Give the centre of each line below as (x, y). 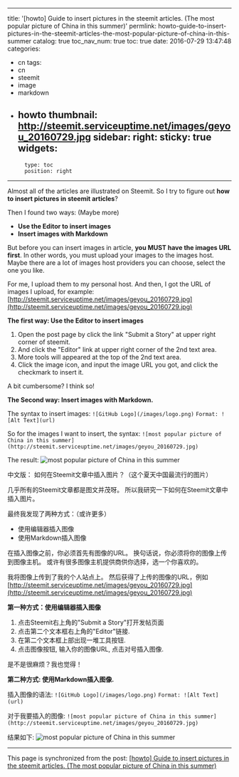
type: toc (39, 165)
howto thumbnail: (58, 115)
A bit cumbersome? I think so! (51, 386)
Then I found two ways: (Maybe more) (63, 212)
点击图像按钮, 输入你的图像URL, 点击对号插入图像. (91, 649)
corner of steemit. (44, 342)
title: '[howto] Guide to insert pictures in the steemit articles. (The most (111, 18)
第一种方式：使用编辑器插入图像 (54, 607)
